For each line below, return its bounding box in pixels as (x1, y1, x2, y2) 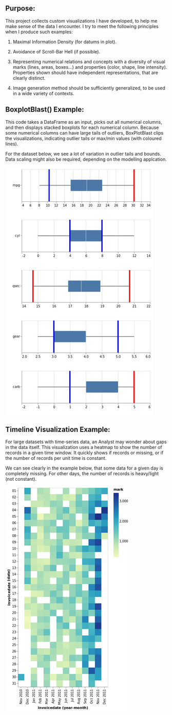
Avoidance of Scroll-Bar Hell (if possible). (12, 48, 101, 54)
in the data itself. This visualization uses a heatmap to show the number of (5, 444, 163, 450)
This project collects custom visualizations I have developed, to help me (5, 17, 158, 24)
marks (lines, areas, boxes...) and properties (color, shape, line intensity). (12, 64, 167, 70)
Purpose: (5, 4, 35, 13)
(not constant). (5, 476, 37, 482)
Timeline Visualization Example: (5, 425, 110, 434)
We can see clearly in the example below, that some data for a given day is (5, 465, 163, 472)
